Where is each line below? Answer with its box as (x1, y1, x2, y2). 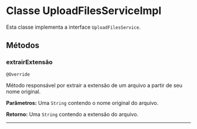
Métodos (6, 40, 40, 50)
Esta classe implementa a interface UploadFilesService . (6, 23, 141, 30)
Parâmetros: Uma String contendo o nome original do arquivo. (6, 99, 159, 106)
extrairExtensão (6, 58, 53, 66)
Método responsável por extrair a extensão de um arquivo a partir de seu (6, 82, 183, 89)
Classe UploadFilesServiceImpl (6, 4, 162, 18)
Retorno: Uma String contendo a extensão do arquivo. (6, 110, 139, 118)
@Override (6, 72, 30, 77)
